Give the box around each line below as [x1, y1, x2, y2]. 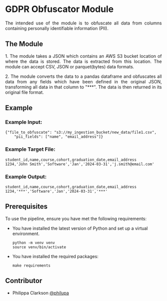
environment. [12, 231, 40, 237]
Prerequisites [5, 202, 48, 211]
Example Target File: [5, 146, 56, 153]
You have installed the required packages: [12, 253, 98, 259]
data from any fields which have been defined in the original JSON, [5, 78, 162, 84]
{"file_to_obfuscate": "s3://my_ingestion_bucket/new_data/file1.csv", [5, 130, 157, 135]
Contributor [5, 277, 42, 285]
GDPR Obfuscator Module [5, 3, 114, 15]
